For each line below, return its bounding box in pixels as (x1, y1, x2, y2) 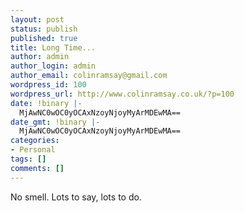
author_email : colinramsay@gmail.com (10, 71, 168, 81)
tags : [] (10, 154, 47, 164)
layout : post (10, 14, 65, 25)
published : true (10, 33, 78, 43)
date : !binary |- (10, 98, 83, 108)
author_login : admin (10, 61, 97, 71)
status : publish (10, 24, 78, 34)
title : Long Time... (10, 42, 97, 53)
